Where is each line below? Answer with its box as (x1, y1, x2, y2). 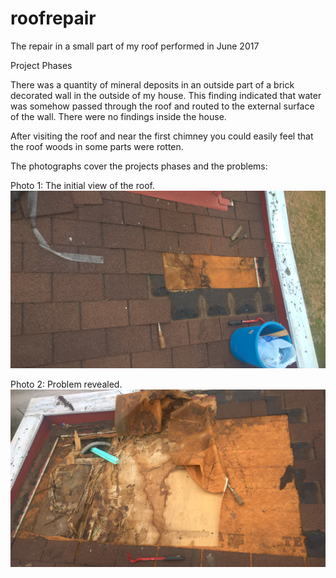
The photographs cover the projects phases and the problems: (10, 160, 268, 172)
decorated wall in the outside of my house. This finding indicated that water (10, 89, 322, 101)
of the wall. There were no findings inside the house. (10, 110, 227, 122)
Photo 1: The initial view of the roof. (10, 179, 155, 191)
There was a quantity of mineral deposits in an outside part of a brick (10, 78, 295, 91)
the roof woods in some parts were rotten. (10, 140, 184, 152)
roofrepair (10, 7, 97, 30)
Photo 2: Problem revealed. (10, 378, 123, 390)
